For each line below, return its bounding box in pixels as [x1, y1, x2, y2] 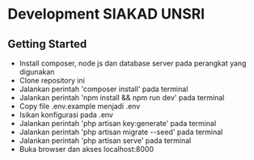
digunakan [19, 67, 55, 77]
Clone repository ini [19, 76, 86, 85]
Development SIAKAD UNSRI [7, 5, 205, 23]
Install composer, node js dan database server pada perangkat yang [19, 58, 247, 68]
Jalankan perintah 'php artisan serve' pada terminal [19, 136, 192, 145]
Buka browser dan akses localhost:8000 [19, 145, 155, 154]
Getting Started [7, 37, 87, 51]
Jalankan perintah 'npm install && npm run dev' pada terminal [19, 93, 225, 102]
